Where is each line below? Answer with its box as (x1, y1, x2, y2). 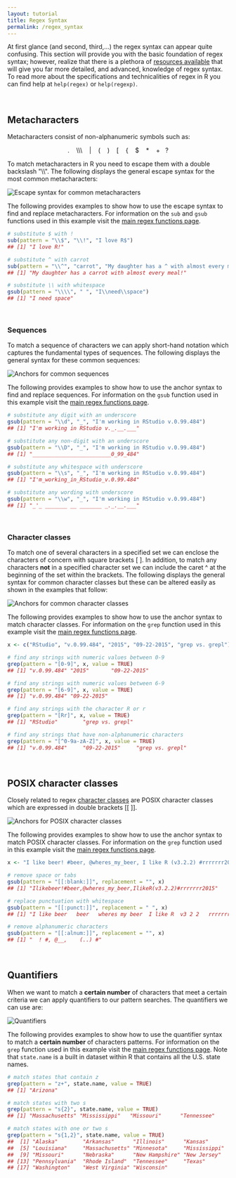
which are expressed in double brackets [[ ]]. (7, 804, 138, 812)
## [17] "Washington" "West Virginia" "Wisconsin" (7, 1164, 169, 1172)
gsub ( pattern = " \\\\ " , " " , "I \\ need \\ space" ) (7, 289, 150, 296)
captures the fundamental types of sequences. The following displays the (7, 348, 221, 357)
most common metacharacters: (7, 175, 98, 183)
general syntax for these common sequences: (7, 356, 140, 365)
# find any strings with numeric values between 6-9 (7, 679, 165, 687)
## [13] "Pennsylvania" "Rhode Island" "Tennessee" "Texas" (7, 1158, 206, 1165)
